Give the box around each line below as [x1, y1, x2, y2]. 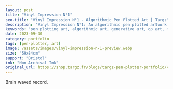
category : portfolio [5, 37, 50, 42]
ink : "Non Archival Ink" [5, 60, 59, 65]
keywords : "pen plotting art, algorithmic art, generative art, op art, [5, 27, 165, 32]
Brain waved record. [5, 79, 48, 85]
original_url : [5, 65, 36, 70]
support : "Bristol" [5, 55, 47, 61]
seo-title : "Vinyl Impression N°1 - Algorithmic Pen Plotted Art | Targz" [5, 17, 169, 22]
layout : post [5, 7, 33, 13]
